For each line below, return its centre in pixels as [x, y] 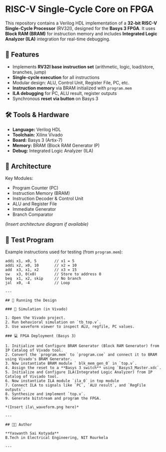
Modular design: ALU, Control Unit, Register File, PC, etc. [71, 82]
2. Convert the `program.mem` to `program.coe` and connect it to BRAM [81, 355]
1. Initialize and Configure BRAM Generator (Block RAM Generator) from [82, 346]
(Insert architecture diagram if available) [47, 224]
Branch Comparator [33, 215]
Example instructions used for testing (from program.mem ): [64, 252]
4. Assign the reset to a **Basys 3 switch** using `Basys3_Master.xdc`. [83, 368]
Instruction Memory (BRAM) [41, 193]
